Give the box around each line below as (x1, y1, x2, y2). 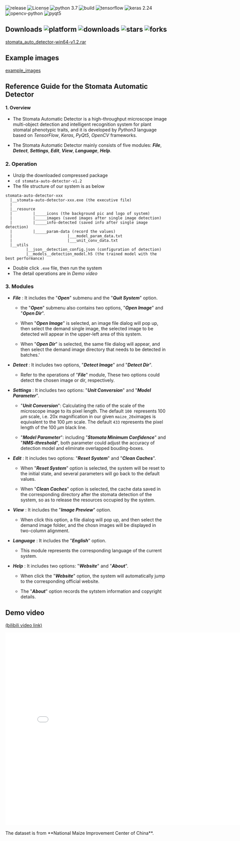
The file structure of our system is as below (12, 183, 105, 189)
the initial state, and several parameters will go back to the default (20, 470, 160, 477)
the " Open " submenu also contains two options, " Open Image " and (20, 304, 163, 310)
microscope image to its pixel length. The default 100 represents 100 (20, 408, 166, 414)
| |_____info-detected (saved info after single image (10, 220, 148, 225)
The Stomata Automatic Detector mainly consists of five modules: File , (12, 142, 162, 148)
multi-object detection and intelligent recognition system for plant (12, 121, 151, 128)
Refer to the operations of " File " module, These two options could (20, 371, 160, 378)
